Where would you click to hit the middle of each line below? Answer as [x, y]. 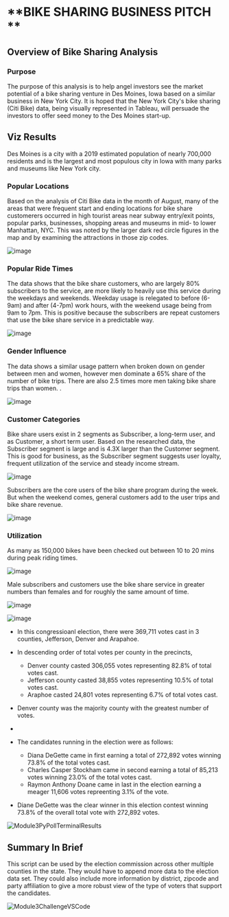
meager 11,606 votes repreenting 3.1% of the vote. [98, 792]
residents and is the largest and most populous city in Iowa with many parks [114, 161]
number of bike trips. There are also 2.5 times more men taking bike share [111, 381]
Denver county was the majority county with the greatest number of [113, 708]
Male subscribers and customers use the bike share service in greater [106, 585]
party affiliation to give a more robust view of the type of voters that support [114, 885]
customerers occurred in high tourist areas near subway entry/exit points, [111, 215]
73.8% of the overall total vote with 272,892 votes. [88, 813]
